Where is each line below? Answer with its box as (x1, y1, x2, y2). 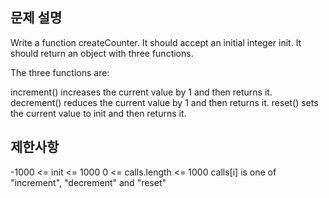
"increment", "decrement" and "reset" (10, 176, 167, 188)
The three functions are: (10, 66, 110, 78)
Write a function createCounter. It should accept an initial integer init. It (10, 36, 302, 48)
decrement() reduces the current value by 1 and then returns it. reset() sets (10, 96, 319, 108)
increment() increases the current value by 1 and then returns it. (10, 86, 273, 98)
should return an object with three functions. (10, 47, 194, 59)
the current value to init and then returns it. (10, 107, 187, 119)
